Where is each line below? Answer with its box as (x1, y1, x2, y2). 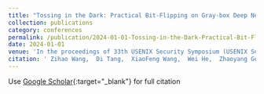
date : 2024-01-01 (8, 41, 65, 49)
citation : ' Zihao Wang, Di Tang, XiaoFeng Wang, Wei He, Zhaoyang (8, 56, 247, 63)
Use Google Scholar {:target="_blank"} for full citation (8, 76, 181, 86)
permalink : (8, 33, 44, 42)
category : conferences (8, 26, 82, 34)
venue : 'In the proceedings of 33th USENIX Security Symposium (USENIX (8, 48, 247, 56)
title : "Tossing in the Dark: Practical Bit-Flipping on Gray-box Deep (8, 11, 247, 20)
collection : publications (8, 19, 93, 27)
